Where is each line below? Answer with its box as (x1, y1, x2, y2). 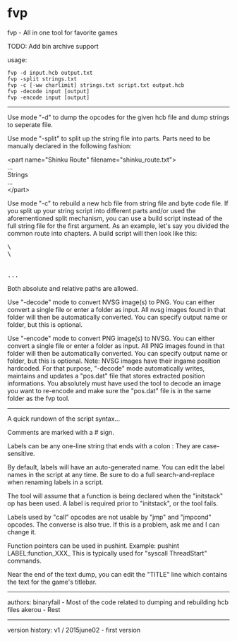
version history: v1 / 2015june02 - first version (7, 625, 141, 634)
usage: (7, 55, 28, 64)
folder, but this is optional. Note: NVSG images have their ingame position (7, 357, 221, 365)
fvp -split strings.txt (7, 76, 78, 83)
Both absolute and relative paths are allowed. (7, 284, 139, 292)
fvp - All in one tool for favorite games (7, 28, 118, 37)
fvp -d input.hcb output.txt (7, 69, 93, 76)
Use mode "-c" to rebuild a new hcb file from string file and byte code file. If (7, 199, 229, 208)
